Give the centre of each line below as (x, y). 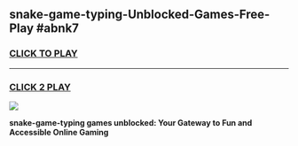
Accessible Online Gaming (59, 132)
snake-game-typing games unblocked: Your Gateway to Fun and (131, 122)
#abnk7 (58, 29)
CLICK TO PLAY (43, 54)
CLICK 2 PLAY (40, 87)
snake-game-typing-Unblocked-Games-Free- (140, 15)
